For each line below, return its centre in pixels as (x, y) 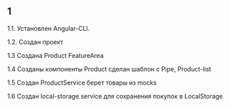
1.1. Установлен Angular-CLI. (49, 28)
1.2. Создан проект (35, 42)
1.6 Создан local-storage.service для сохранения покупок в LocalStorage (115, 96)
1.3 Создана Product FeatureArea (56, 55)
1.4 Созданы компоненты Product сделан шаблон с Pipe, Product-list (109, 69)
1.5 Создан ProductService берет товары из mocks (82, 83)
